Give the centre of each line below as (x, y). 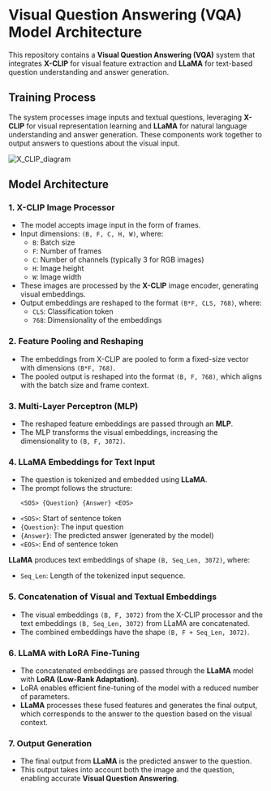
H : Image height (58, 268)
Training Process (52, 98)
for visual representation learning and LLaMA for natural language (137, 126)
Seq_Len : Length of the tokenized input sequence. (103, 576)
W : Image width (57, 277)
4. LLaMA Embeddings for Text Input (82, 462)
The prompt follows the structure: (76, 489)
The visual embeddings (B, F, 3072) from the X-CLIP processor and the (142, 615)
